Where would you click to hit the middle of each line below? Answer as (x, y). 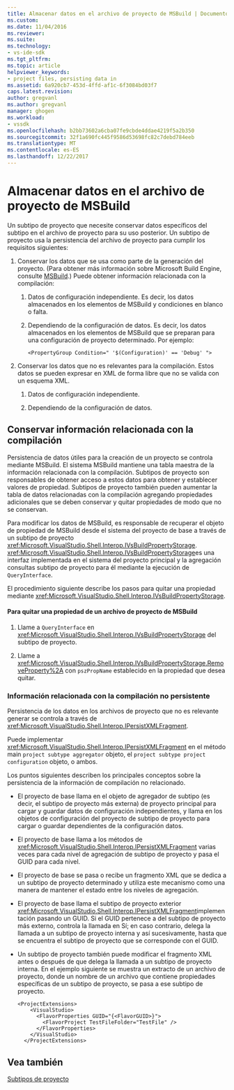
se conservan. (28, 509)
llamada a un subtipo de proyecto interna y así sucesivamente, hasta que (122, 934)
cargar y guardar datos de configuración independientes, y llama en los (120, 811)
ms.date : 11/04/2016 (37, 27)
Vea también (35, 1062)
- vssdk (18, 124)
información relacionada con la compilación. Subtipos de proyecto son (108, 472)
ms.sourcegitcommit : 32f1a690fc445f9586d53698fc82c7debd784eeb (101, 137)
